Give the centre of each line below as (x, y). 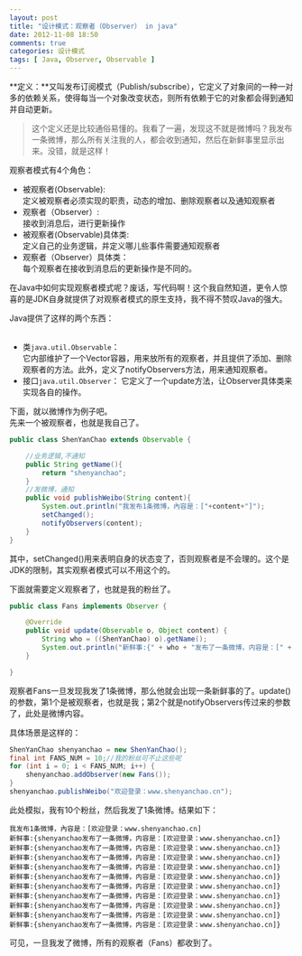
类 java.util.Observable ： (71, 347)
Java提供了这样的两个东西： (62, 318)
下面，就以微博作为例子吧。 (61, 411)
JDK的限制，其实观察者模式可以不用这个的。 (92, 569)
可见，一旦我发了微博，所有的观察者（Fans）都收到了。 (113, 942)
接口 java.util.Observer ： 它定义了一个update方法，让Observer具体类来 (157, 381)
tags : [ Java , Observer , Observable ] (82, 60)
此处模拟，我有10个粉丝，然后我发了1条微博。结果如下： (114, 810)
